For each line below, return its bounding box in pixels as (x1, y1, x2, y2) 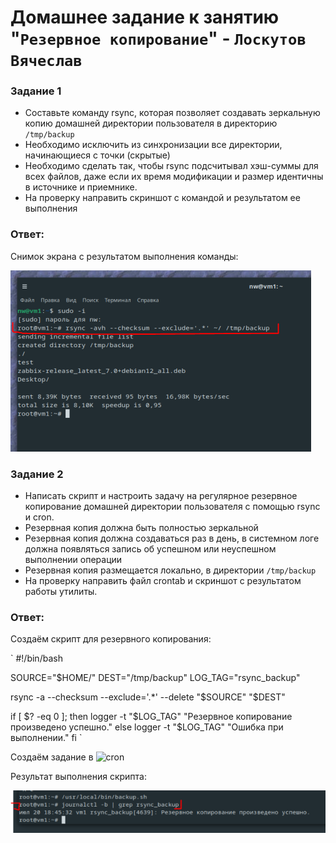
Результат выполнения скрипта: (10, 771, 148, 783)
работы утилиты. (24, 586, 98, 598)
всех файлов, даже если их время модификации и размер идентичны (24, 171, 324, 183)
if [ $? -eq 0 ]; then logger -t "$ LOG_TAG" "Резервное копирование (10, 711, 293, 723)
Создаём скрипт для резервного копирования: (10, 633, 212, 645)
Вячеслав (10, 52, 83, 71)
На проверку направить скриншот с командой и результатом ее (24, 192, 301, 204)
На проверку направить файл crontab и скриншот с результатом (24, 575, 302, 587)
